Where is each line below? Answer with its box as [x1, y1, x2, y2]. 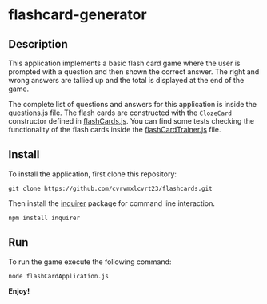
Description [8, 38, 68, 51]
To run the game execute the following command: [8, 257, 172, 266]
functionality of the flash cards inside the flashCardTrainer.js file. [8, 125, 221, 134]
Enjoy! [8, 286, 30, 296]
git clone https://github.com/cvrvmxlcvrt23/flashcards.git [8, 184, 213, 192]
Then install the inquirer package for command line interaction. [8, 198, 216, 208]
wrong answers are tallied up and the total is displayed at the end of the [8, 76, 245, 85]
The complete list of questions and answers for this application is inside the [8, 100, 257, 109]
